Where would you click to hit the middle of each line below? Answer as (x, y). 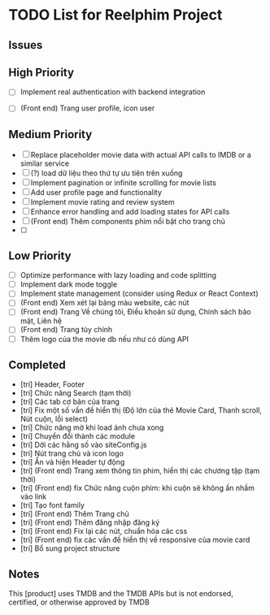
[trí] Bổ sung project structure (70, 548)
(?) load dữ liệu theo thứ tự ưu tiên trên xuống (107, 173)
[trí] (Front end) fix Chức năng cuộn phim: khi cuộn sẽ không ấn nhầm (137, 488)
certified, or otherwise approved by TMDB (79, 602)
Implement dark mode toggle (69, 284)
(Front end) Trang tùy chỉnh (66, 330)
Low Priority (40, 256)
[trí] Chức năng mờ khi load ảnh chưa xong (92, 427)
